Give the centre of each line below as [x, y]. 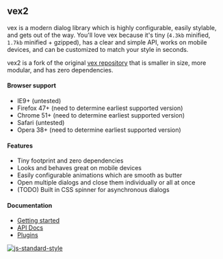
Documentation [30, 205]
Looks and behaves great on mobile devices [79, 168]
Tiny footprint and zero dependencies [70, 161]
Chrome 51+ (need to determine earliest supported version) [101, 115]
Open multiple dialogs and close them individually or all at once [106, 182]
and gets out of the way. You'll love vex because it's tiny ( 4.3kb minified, [109, 35]
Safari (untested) [41, 123]
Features [20, 146]
